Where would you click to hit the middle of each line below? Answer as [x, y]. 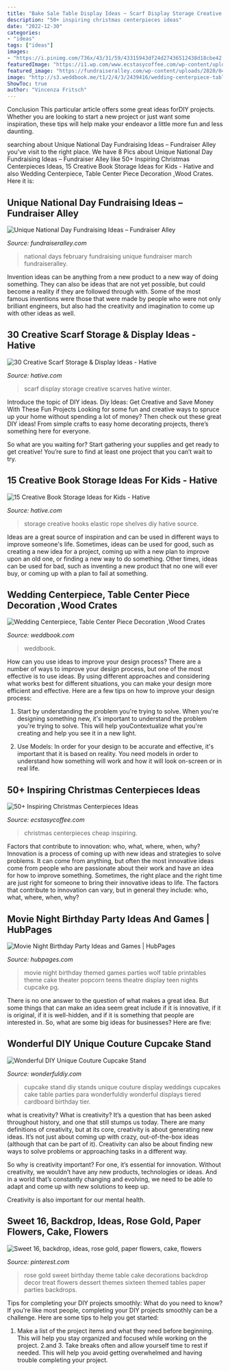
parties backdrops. [50, 1289]
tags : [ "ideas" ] [30, 45]
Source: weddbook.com [41, 635]
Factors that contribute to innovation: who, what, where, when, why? [104, 847]
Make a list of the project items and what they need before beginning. [115, 1331]
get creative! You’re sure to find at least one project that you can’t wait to [110, 451]
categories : [24, 33]
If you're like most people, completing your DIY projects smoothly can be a [112, 1310]
